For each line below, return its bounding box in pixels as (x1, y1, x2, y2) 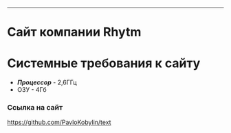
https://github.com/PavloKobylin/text (7, 118, 111, 127)
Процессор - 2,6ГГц (16, 78, 77, 86)
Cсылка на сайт (7, 103, 63, 112)
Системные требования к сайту (7, 56, 201, 71)
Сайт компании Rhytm (7, 25, 142, 40)
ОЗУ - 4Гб (16, 86, 47, 94)
